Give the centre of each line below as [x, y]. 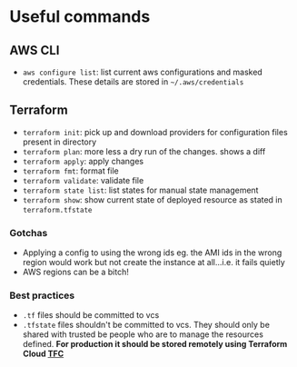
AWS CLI [35, 50]
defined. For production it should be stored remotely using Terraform [155, 344]
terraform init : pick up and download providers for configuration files [155, 132]
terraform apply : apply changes [83, 161]
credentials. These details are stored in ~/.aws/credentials [133, 82]
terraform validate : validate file [83, 180]
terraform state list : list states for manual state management [140, 190]
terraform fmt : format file [71, 171]
